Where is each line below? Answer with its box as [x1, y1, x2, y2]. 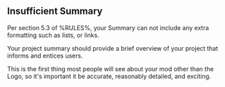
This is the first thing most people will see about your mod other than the [7, 64, 214, 73]
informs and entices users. [7, 51, 83, 60]
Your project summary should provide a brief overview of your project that [7, 44, 219, 52]
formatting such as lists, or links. [7, 31, 99, 39]
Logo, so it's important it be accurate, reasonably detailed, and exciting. [7, 72, 212, 80]
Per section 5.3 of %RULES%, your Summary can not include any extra [7, 23, 209, 32]
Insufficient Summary [7, 5, 103, 17]
